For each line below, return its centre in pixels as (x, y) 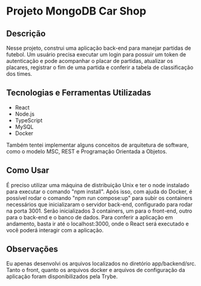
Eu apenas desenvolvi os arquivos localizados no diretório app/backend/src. (101, 264)
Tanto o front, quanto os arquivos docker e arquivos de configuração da (96, 270)
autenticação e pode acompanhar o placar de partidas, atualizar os (90, 61)
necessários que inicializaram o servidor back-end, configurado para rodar (100, 204)
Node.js (25, 114)
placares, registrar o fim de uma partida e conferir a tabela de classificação (100, 67)
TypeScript (29, 120)
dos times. (19, 74)
